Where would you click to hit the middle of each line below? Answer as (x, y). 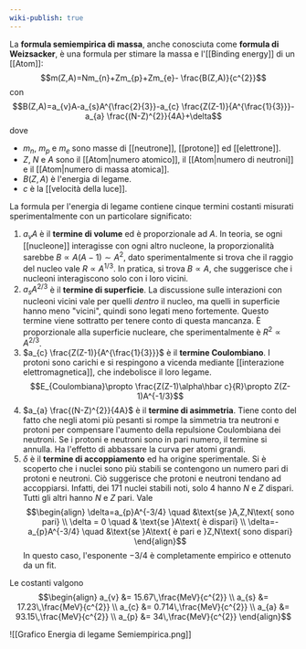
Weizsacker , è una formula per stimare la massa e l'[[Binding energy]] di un (152, 53)
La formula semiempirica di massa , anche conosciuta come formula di (144, 44)
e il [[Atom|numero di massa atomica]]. (96, 169)
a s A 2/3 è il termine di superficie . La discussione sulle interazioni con (153, 290)
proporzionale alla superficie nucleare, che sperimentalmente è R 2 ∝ (152, 331)
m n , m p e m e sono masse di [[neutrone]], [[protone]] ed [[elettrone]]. (152, 149)
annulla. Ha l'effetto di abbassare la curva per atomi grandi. (134, 450)
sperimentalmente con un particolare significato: (101, 217)
